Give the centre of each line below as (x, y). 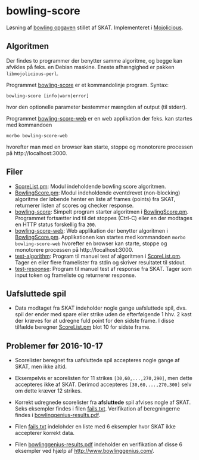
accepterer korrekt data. (45, 433)
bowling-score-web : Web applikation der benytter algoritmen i (91, 230)
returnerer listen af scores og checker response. (74, 205)
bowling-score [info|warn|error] (48, 96)
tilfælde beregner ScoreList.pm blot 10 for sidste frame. (83, 327)
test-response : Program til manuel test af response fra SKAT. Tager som (103, 268)
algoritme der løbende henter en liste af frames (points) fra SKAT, (95, 199)
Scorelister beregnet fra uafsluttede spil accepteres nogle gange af (97, 360)
